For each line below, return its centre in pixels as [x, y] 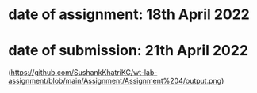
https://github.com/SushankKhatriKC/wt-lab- [84, 73]
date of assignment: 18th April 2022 [129, 15]
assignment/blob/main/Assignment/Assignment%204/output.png [115, 81]
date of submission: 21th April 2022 [128, 51]
